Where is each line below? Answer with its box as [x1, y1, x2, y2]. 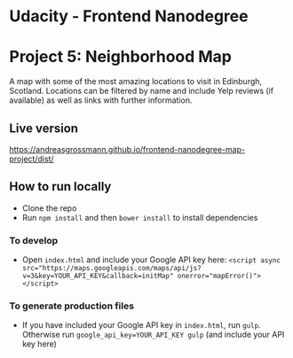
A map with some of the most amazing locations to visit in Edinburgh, [9, 76, 263, 87]
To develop [9, 234, 59, 246]
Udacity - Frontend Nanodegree [9, 6, 249, 27]
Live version [9, 121, 78, 136]
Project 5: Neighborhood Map [9, 47, 233, 67]
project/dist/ [9, 153, 55, 164]
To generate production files [9, 300, 135, 312]
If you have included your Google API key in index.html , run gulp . [21, 320, 261, 331]
